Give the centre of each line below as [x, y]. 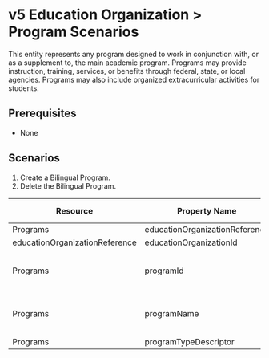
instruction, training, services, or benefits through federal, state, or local [127, 71]
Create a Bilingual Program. [65, 177]
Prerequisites [42, 114]
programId [164, 271]
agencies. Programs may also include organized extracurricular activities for [134, 79]
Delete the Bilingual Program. [68, 185]
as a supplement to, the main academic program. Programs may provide [127, 63]
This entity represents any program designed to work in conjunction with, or [133, 54]
